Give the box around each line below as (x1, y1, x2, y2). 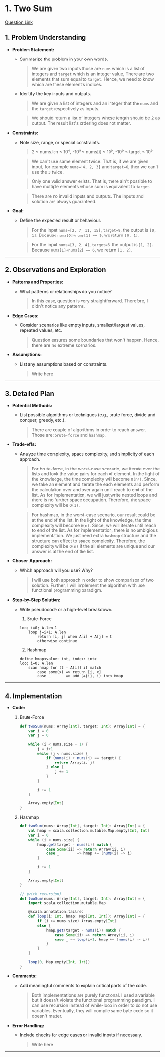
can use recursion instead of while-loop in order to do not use (31, 1002, 157, 1008)
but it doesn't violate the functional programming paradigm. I (31, 997, 155, 1003)
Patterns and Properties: (12, 279, 64, 285)
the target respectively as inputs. (31, 105, 100, 111)
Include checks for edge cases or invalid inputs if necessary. (19, 1032, 142, 1038)
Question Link (5, 19, 33, 25)
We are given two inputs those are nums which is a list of (31, 65, 145, 71)
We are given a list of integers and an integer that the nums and (31, 100, 158, 106)
